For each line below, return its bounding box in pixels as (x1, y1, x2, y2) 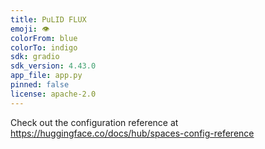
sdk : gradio (10, 52, 60, 62)
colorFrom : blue (10, 33, 78, 43)
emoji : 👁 (10, 24, 50, 34)
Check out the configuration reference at (10, 116, 179, 128)
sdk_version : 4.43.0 (10, 61, 97, 71)
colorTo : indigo (10, 42, 78, 53)
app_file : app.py (10, 71, 83, 81)
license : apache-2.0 (10, 89, 97, 99)
